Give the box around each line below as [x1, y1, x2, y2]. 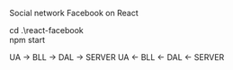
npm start [9, 35, 46, 45]
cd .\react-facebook [9, 25, 84, 35]
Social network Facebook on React [9, 8, 139, 18]
